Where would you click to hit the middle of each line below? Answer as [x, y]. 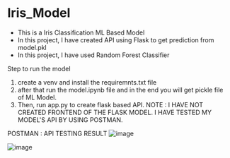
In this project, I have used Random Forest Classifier [93, 55]
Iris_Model [39, 13]
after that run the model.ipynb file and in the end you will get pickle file [120, 90]
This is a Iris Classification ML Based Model [81, 32]
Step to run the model [39, 68]
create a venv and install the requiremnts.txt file [87, 82]
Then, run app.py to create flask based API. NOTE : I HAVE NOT [110, 104]
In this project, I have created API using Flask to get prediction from [116, 39]
